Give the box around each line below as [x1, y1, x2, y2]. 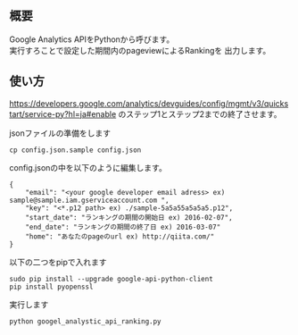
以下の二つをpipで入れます [9, 256, 107, 267]
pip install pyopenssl [9, 282, 94, 291]
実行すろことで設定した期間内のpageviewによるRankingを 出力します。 [9, 45, 271, 55]
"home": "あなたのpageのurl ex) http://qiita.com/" [25, 231, 215, 241]
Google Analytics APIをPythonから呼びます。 [9, 34, 175, 45]
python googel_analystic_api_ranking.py [9, 316, 162, 326]
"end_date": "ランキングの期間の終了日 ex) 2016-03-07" [25, 222, 221, 231]
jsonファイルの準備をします [9, 128, 112, 138]
